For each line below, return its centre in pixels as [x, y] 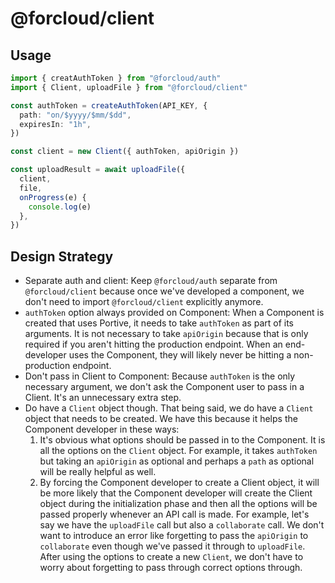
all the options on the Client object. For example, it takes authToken [178, 451]
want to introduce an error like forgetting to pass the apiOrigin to [174, 536]
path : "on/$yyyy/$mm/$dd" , [75, 115]
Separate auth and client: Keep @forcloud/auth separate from [151, 281]
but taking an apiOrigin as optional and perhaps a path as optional [177, 461]
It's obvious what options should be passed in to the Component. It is [182, 440]
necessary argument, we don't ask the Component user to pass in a [164, 387]
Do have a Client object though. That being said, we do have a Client [169, 408]
